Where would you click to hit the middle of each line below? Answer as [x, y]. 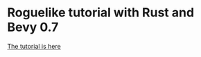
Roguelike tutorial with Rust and [101, 13]
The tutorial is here [34, 46]
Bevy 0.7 [33, 27]
